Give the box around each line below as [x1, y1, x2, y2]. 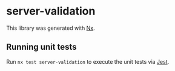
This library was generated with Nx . [6, 24, 95, 32]
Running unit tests [6, 42, 77, 52]
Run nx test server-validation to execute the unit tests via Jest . [6, 58, 170, 65]
